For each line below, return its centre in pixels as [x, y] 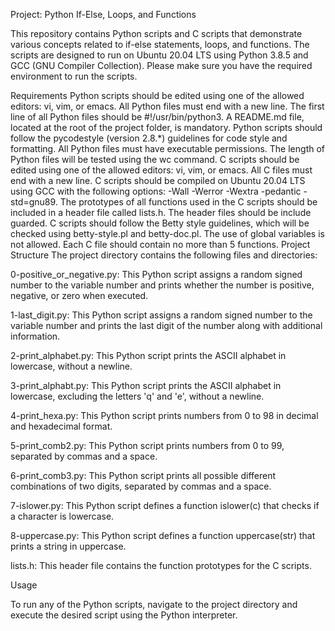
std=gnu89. [34, 202]
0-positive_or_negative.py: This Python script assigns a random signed [156, 274]
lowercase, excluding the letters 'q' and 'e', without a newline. [137, 396]
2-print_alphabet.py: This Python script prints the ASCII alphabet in [148, 355]
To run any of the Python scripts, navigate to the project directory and [154, 604]
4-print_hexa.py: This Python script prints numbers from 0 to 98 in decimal [164, 415]
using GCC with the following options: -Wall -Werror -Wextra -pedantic [156, 191]
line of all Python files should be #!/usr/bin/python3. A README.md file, [157, 117]
